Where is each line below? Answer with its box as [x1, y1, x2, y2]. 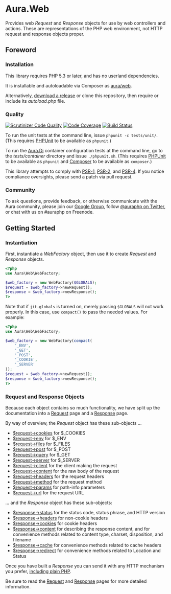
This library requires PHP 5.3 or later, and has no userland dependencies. [5, 73, 159, 79]
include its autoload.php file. [5, 98, 65, 104]
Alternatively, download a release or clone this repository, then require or [5, 93, 159, 99]
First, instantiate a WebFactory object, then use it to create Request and [5, 250, 156, 257]
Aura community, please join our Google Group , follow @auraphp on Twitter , [5, 203, 166, 210]
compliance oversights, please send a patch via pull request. [5, 173, 133, 179]
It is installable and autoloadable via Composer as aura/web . [5, 82, 132, 88]
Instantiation [5, 239, 38, 246]
